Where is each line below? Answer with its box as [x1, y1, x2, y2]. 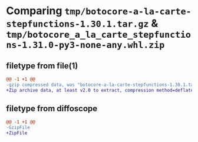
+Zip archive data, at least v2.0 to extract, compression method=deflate [6, 87, 194, 93]
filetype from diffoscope [6, 104, 98, 114]
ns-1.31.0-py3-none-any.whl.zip [6, 39, 165, 51]
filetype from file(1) [6, 61, 78, 71]
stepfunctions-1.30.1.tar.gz [6, 19, 149, 30]
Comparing [6, 4, 62, 18]
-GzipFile [6, 125, 31, 131]
